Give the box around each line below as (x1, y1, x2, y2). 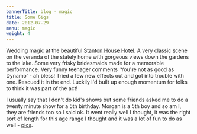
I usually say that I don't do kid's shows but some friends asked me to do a (6, 96, 188, 104)
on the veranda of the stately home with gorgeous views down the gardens (6, 53, 189, 60)
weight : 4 (6, 31, 31, 37)
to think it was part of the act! (6, 85, 78, 92)
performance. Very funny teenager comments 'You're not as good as (6, 66, 175, 73)
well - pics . (6, 122, 33, 129)
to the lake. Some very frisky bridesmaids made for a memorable (6, 60, 164, 67)
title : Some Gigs (6, 14, 49, 20)
